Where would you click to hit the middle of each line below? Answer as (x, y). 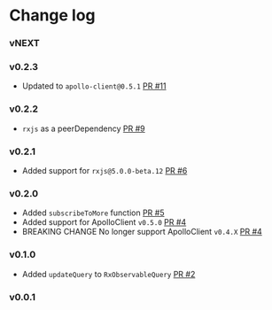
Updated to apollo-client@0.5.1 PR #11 (94, 86)
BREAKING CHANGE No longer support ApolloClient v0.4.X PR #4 (142, 232)
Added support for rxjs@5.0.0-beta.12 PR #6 (105, 170)
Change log (52, 15)
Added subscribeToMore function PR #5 (93, 213)
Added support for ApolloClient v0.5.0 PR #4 (104, 222)
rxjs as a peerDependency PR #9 (83, 128)
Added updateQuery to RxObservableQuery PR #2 (109, 274)
